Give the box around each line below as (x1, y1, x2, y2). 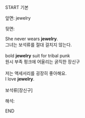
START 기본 (5, 5, 29, 10)
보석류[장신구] (5, 87, 33, 93)
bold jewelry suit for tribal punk (5, 53, 70, 59)
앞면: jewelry (5, 15, 31, 21)
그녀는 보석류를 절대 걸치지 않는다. (5, 42, 72, 48)
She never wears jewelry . (5, 36, 58, 42)
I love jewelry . (5, 76, 35, 82)
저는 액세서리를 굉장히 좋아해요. (5, 70, 67, 76)
